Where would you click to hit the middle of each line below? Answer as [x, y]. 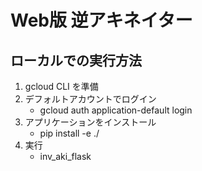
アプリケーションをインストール [90, 122]
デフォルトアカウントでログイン [90, 99]
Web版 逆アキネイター [101, 20]
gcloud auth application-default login [116, 110]
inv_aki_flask [65, 156]
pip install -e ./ [69, 133]
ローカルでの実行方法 [76, 60]
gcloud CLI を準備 [61, 86]
